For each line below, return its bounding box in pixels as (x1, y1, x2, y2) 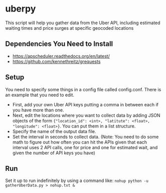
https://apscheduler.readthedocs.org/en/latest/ (12, 53, 110, 59)
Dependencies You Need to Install (5, 40, 113, 48)
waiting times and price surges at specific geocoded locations (5, 25, 134, 31)
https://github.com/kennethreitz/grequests (12, 58, 101, 65)
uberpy (5, 3, 36, 15)
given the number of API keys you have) (12, 150, 95, 156)
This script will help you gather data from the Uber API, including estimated (5, 20, 160, 26)
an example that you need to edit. (5, 92, 74, 98)
